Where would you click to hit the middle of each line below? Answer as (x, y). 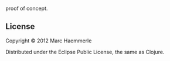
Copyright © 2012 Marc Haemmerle (49, 41)
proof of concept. (27, 8)
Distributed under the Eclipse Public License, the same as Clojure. (85, 52)
